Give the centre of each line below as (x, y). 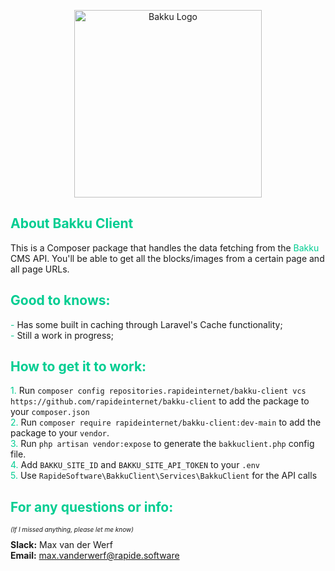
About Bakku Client (72, 223)
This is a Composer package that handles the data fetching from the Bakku (165, 247)
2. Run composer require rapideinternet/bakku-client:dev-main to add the (166, 422)
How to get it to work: (78, 366)
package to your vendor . (60, 433)
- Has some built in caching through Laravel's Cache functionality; (146, 324)
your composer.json (50, 412)
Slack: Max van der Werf (61, 545)
